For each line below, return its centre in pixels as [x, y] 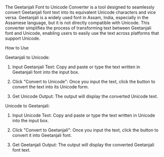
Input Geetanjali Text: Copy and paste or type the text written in [76, 67]
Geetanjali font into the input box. [46, 72]
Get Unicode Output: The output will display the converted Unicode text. [85, 96]
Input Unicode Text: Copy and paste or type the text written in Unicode [83, 115]
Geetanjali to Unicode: [27, 57]
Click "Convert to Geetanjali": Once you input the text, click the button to [85, 130]
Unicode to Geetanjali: [27, 106]
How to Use [17, 48]
